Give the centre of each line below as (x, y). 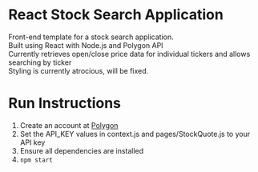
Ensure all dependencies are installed (82, 150)
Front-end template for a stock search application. (91, 37)
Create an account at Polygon (69, 125)
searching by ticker (40, 62)
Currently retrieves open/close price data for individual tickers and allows (129, 54)
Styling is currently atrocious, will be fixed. (79, 70)
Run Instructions (65, 104)
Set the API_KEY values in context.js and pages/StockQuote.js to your (135, 134)
